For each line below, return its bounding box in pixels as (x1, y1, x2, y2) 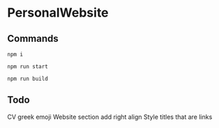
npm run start (7, 63, 49, 70)
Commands (7, 33, 59, 45)
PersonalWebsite (7, 5, 109, 21)
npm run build (7, 75, 49, 82)
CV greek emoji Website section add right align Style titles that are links (7, 113, 213, 121)
